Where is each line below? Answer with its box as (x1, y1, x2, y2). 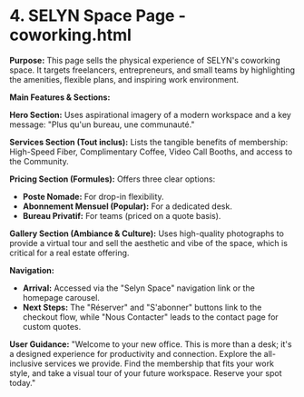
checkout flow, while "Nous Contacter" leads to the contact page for (22, 311, 279, 323)
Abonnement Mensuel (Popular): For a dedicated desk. (22, 201, 233, 212)
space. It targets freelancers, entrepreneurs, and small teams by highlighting (9, 65, 296, 75)
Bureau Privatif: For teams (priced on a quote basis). (22, 210, 221, 221)
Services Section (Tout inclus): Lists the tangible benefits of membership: (9, 136, 289, 147)
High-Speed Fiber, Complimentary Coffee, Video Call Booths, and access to (9, 146, 293, 157)
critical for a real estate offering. (9, 247, 130, 258)
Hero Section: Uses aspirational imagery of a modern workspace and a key (9, 109, 292, 120)
